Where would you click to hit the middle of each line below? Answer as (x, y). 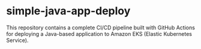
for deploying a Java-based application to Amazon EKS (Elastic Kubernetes (99, 33)
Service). (17, 40)
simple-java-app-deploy (68, 11)
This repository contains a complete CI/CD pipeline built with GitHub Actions (100, 27)
